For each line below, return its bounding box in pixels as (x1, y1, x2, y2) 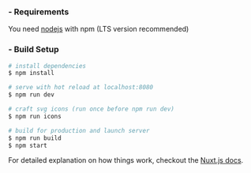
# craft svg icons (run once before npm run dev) (8, 105, 175, 113)
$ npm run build (8, 134, 62, 142)
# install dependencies (8, 62, 87, 70)
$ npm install (8, 70, 55, 77)
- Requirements (8, 6, 69, 17)
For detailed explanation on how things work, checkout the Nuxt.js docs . (8, 156, 244, 165)
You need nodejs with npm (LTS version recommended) (8, 24, 189, 34)
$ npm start (8, 141, 47, 149)
